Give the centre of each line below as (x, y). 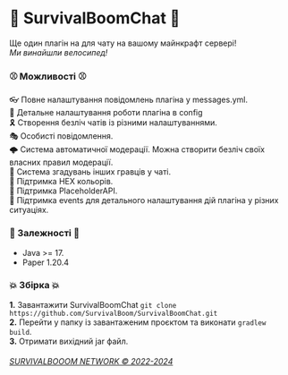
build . (21, 331)
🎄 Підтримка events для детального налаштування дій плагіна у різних (144, 200)
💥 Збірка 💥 (34, 286)
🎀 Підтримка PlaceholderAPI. (64, 191)
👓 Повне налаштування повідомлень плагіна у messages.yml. (129, 100)
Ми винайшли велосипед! (59, 52)
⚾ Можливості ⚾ (48, 76)
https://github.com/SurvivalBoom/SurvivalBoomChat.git (114, 313)
